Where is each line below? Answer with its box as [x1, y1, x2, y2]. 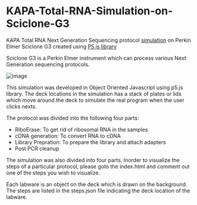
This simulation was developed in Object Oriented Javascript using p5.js [6, 83, 183, 91]
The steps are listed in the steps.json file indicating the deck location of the [6, 187, 190, 194]
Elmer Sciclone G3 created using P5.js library [6, 43, 117, 50]
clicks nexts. [6, 102, 37, 110]
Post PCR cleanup [14, 145, 60, 152]
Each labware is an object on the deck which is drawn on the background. [6, 181, 187, 188]
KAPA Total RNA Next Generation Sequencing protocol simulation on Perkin [6, 36, 192, 44]
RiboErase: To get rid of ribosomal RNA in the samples [14, 126, 148, 133]
